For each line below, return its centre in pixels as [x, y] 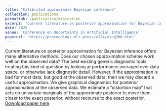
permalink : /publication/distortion [43, 19]
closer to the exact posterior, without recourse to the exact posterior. [75, 98]
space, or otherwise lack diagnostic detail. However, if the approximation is [82, 72]
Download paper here [27, 103]
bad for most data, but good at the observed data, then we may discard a [80, 77]
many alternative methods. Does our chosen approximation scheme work [80, 56]
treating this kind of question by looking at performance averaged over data [82, 66]
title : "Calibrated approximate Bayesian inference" [61, 10]
